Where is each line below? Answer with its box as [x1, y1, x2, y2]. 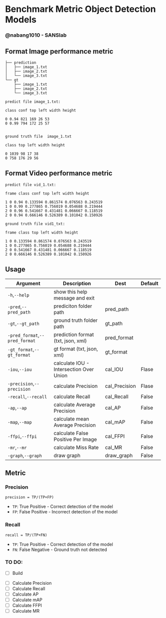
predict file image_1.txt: [5, 99, 61, 104]
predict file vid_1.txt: [5, 182, 56, 187]
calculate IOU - [53, 360, 90, 367]
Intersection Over [53, 366, 94, 372]
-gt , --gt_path [7, 320, 40, 327]
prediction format [53, 331, 94, 338]
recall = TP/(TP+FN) [5, 532, 48, 538]
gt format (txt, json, [53, 345, 98, 352]
